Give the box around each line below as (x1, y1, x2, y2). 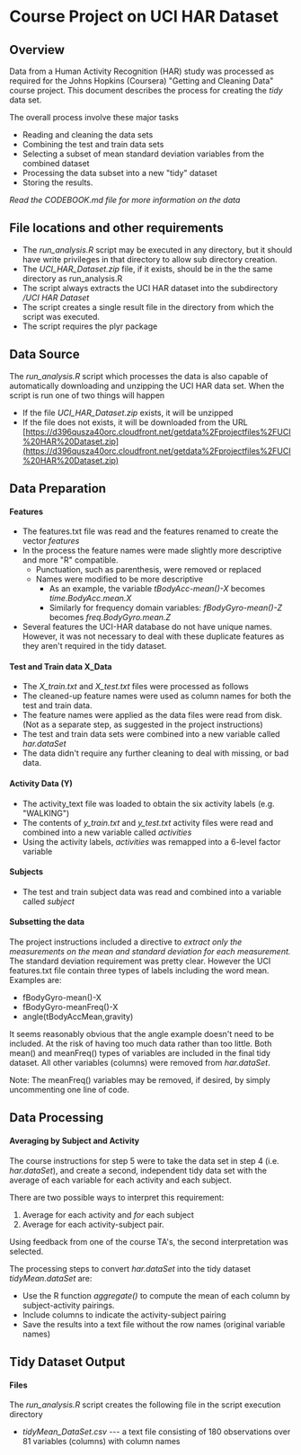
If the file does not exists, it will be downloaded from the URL (22, 416, 249, 428)
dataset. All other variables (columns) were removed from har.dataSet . (9, 1058, 271, 1069)
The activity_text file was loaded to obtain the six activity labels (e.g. (22, 798, 276, 809)
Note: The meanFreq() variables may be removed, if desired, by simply (9, 1075, 271, 1086)
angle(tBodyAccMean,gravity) (22, 1011, 134, 1022)
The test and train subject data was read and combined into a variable (22, 886, 282, 897)
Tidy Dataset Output (9, 1354, 126, 1370)
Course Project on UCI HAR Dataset (9, 6, 279, 27)
